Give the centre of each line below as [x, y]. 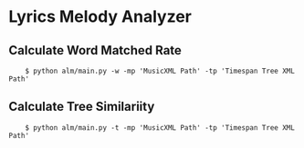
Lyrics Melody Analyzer [100, 17]
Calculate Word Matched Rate [95, 50]
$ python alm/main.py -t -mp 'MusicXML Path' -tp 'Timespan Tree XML [160, 128]
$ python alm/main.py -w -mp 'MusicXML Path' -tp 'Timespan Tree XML [160, 71]
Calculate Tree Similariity [82, 107]
